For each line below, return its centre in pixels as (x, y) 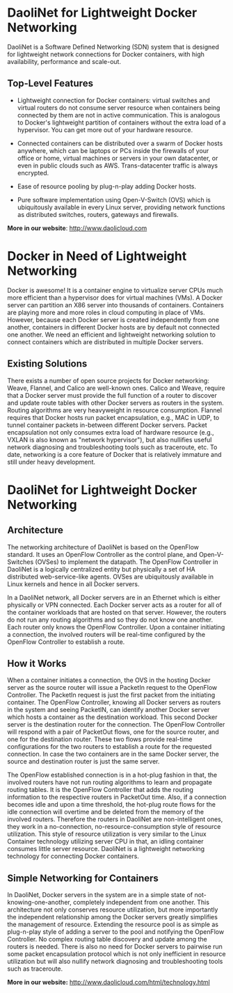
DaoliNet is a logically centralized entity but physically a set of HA (102, 569)
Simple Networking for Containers (83, 878)
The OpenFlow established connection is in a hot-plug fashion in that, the (112, 775)
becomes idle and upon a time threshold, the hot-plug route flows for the (111, 805)
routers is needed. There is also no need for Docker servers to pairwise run (115, 946)
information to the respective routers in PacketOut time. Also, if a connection (117, 797)
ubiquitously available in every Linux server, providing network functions (121, 207)
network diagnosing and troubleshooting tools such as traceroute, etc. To (112, 447)
